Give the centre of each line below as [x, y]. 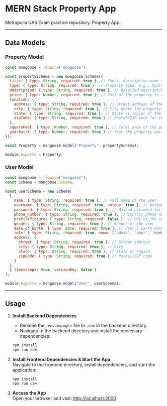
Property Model [24, 57]
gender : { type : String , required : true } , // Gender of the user [84, 224]
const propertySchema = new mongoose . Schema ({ [54, 76]
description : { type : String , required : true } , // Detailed [74, 90]
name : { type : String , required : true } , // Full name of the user [85, 201]
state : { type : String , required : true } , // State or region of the [88, 113]
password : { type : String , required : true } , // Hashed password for [88, 210]
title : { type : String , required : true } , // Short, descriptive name [84, 81]
